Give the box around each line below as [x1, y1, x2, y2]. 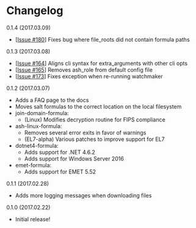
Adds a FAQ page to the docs [15, 96, 89, 104]
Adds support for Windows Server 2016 [24, 154, 124, 162]
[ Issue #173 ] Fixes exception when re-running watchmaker [15, 72, 163, 80]
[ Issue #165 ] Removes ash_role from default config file [15, 66, 153, 74]
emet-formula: [15, 161, 52, 169]
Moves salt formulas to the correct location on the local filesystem [15, 102, 182, 110]
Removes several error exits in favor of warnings [24, 129, 147, 136]
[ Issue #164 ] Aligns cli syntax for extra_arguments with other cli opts [15, 59, 188, 67]
